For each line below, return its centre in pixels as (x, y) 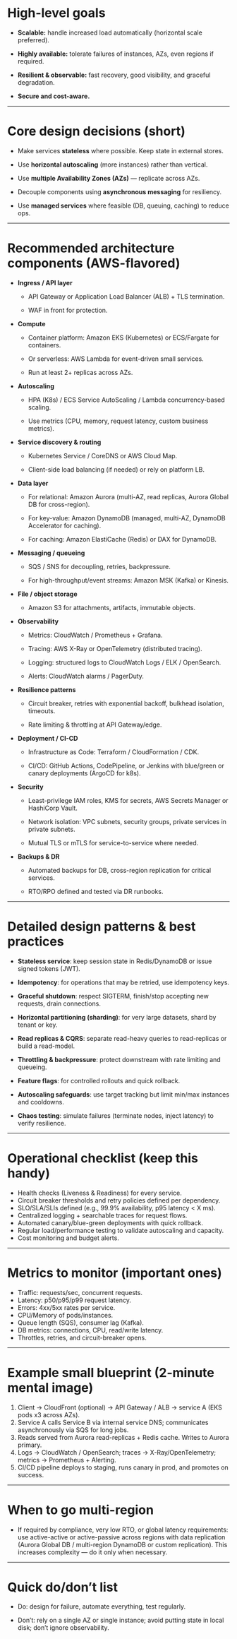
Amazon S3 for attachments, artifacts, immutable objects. (112, 607)
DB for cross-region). (59, 504)
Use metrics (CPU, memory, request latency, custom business (118, 421)
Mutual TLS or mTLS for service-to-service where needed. (113, 842)
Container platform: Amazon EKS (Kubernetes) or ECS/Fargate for (124, 338)
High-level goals (56, 13)
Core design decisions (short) (96, 131)
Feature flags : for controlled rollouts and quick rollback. (99, 1080)
